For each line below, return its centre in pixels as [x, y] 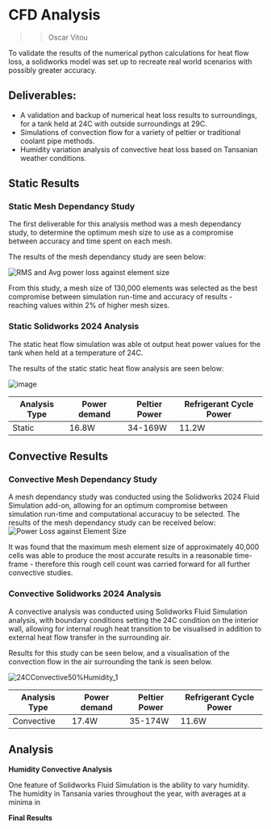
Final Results [30, 818]
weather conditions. [53, 158]
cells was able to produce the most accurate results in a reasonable [121, 556]
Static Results [44, 184]
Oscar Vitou [68, 37]
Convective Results [58, 457]
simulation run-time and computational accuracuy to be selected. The [124, 514]
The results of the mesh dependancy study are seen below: [107, 257]
